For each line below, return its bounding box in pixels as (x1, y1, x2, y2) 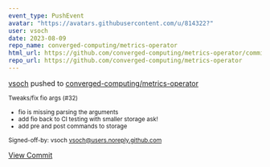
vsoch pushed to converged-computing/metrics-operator (8, 78, 199, 88)
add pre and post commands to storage (18, 122, 128, 130)
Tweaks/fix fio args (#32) (8, 94, 79, 102)
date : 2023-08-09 (8, 34, 67, 43)
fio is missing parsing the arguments (18, 108, 119, 116)
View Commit (8, 150, 53, 160)
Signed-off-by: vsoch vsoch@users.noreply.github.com (8, 136, 162, 145)
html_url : (8, 49, 42, 57)
